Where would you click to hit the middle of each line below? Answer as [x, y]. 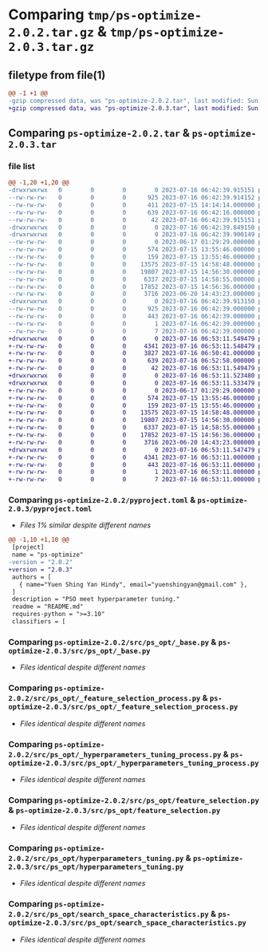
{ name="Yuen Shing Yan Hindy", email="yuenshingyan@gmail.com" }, [133, 584]
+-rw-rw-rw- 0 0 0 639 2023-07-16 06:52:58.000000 [132, 361]
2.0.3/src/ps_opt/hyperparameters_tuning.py [96, 867]
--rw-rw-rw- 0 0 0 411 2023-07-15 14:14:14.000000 [132, 205]
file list [22, 166]
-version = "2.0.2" [41, 563]
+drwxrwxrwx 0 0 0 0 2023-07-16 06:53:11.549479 [132, 338]
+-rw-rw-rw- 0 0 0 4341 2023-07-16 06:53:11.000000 [132, 457]
